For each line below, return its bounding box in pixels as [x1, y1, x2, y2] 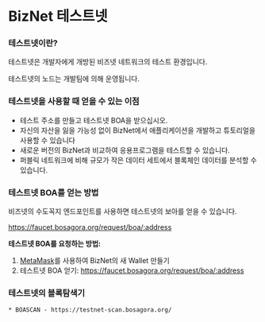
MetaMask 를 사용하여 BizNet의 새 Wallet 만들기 [19, 256, 171, 266]
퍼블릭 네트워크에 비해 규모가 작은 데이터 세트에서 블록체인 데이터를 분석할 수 [19, 155, 258, 165]
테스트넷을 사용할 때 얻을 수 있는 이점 [8, 96, 140, 107]
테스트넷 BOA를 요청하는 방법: [8, 239, 102, 249]
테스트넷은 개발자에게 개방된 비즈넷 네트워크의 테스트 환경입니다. [8, 57, 208, 67]
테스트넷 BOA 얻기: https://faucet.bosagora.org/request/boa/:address [19, 266, 244, 275]
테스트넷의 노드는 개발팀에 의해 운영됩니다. [8, 74, 140, 83]
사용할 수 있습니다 [19, 135, 75, 145]
